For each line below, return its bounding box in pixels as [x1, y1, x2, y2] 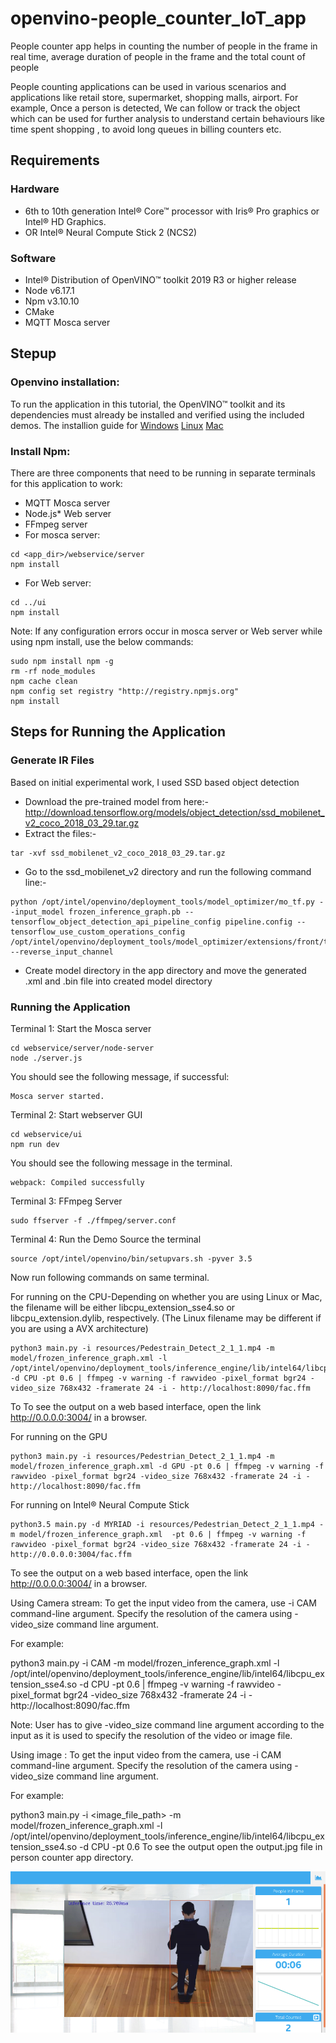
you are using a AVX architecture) [10, 1322, 149, 1334]
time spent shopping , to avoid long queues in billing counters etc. [10, 123, 282, 135]
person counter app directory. [10, 1851, 134, 1863]
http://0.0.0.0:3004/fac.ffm [10, 1549, 132, 1559]
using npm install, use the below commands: [10, 635, 194, 647]
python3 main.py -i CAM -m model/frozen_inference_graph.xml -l [10, 1657, 280, 1669]
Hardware [10, 182, 60, 196]
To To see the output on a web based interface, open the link [10, 1400, 262, 1412]
